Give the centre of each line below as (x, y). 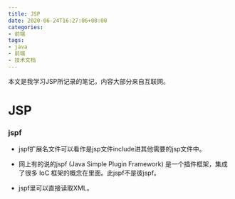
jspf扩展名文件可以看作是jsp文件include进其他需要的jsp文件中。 (112, 149)
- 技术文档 (22, 60)
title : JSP (24, 14)
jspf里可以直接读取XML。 (56, 188)
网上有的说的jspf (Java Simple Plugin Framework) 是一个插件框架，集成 (123, 164)
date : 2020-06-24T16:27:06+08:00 (58, 21)
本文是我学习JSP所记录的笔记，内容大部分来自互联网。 (89, 81)
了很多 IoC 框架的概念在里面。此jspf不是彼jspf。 (89, 173)
